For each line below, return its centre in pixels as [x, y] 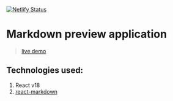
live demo [34, 51]
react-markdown [36, 91]
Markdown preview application [86, 34]
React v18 [28, 85]
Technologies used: [45, 70]
